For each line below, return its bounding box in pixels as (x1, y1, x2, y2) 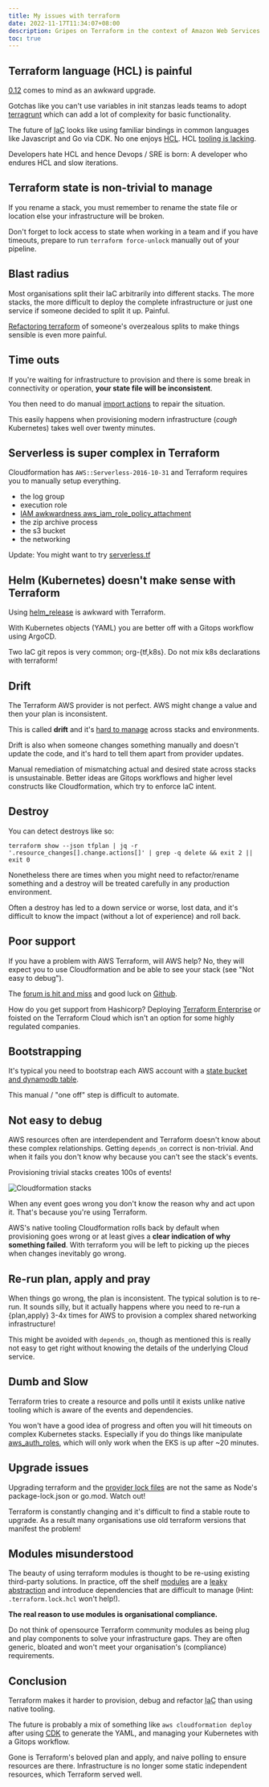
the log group (19, 492, 65, 502)
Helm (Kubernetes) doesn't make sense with (8, 573, 236, 587)
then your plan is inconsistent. (8, 709, 108, 718)
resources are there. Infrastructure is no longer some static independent (8, 1761, 247, 1771)
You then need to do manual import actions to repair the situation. (8, 399, 226, 408)
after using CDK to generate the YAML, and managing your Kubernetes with (8, 1728, 259, 1738)
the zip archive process (19, 517, 98, 527)
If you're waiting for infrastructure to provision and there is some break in (8, 374, 251, 384)
